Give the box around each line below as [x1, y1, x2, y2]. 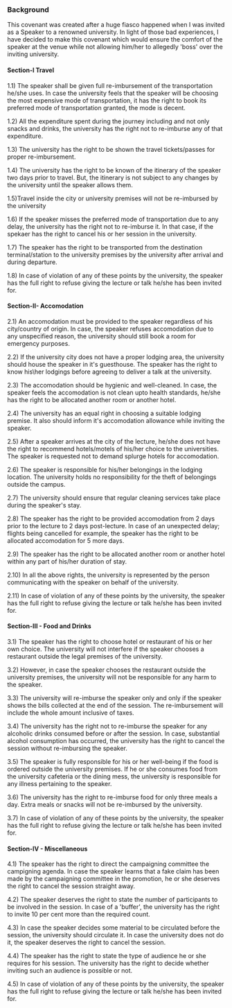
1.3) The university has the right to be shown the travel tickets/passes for [7, 145, 215, 153]
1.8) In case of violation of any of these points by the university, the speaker [7, 271, 224, 279]
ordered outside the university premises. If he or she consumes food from [7, 765, 218, 773]
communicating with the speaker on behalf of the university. [7, 577, 179, 586]
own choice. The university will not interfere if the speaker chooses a [7, 645, 204, 653]
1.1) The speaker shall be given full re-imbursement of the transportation [7, 81, 213, 89]
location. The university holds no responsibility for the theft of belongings [7, 473, 217, 481]
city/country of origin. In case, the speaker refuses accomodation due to [7, 324, 214, 333]
